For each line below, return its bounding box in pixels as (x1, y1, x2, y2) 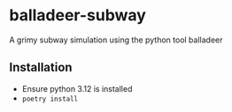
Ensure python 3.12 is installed (21, 83, 133, 93)
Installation (9, 60, 73, 75)
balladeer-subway (9, 5, 146, 26)
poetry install (21, 94, 79, 103)
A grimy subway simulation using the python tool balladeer (9, 34, 223, 45)
